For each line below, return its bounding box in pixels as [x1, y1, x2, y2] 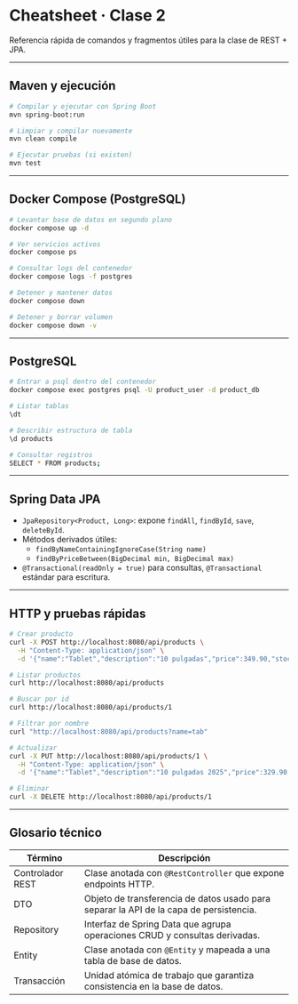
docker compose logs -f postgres [9, 272, 133, 281]
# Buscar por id [9, 695, 69, 703]
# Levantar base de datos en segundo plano [9, 215, 173, 224]
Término [26, 851, 63, 863]
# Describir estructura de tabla [9, 426, 133, 435]
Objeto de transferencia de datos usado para [83, 892, 271, 904]
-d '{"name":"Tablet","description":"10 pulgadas [17, 768, 204, 777]
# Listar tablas [9, 402, 69, 411]
